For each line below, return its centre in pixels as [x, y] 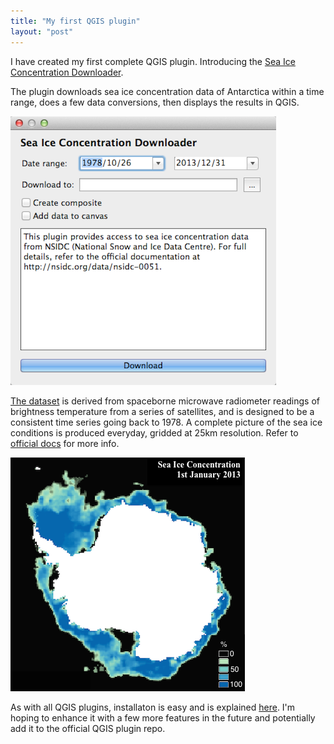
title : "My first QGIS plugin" [75, 21]
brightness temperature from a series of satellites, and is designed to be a [162, 411]
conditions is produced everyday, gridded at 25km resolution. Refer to [154, 432]
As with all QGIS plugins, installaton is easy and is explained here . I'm [153, 707]
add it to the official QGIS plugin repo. [88, 728]
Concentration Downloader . [67, 72]
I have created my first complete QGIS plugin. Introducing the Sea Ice [153, 61]
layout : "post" [42, 31]
